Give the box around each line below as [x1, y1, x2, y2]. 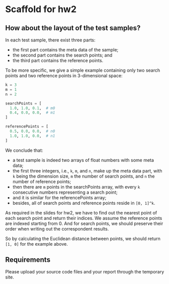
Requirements [5, 256, 50, 264]
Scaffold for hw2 [5, 4, 77, 15]
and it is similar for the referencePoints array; [12, 194, 107, 200]
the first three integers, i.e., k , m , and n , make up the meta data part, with [12, 167, 162, 174]
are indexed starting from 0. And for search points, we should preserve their [5, 220, 163, 226]
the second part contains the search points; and [12, 52, 112, 58]
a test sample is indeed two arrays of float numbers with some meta [12, 157, 154, 163]
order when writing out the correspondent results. [5, 225, 109, 232]
